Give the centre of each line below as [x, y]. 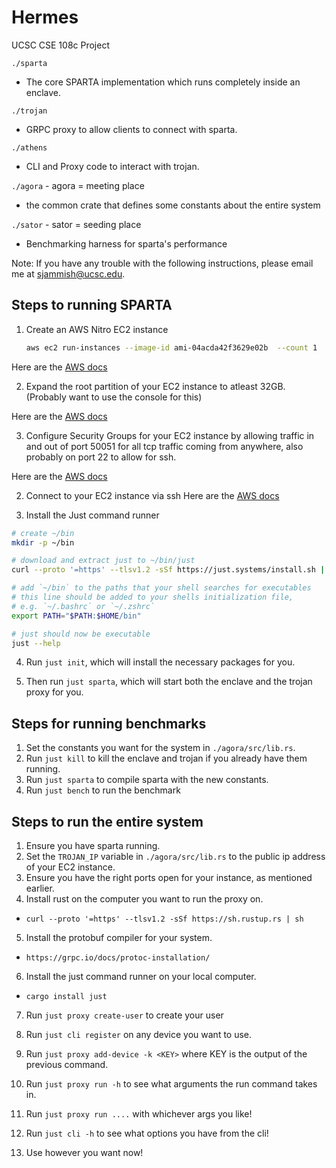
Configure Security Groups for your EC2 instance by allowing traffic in [170, 435]
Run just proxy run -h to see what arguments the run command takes [171, 1084]
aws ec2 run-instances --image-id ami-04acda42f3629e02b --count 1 [171, 347]
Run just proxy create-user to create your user [124, 1015]
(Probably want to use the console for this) [114, 397]
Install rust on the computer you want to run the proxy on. [144, 899]
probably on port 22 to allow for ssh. [101, 457]
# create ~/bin [43, 533]
